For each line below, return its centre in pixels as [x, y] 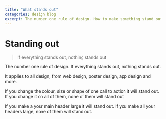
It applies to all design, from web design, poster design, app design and [78, 76]
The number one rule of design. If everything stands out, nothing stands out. [83, 67]
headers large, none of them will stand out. [49, 112]
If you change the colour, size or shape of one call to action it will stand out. [82, 91]
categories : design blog [31, 14]
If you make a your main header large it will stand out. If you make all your [80, 106]
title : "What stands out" [32, 10]
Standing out [32, 43]
